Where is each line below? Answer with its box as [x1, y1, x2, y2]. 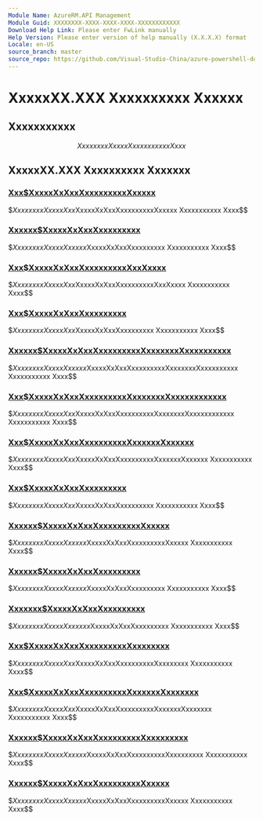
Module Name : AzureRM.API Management [8, 11, 131, 20]
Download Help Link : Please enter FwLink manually [8, 26, 177, 34]
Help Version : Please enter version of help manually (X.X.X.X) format [8, 33, 247, 42]
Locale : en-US [8, 41, 55, 49]
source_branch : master [8, 48, 82, 56]
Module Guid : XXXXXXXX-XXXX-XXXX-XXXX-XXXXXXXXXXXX [8, 19, 180, 27]
